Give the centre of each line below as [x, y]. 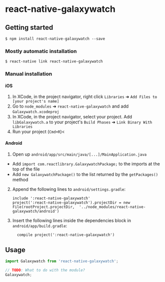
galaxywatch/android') [36, 211]
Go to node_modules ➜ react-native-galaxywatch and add [70, 106]
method [20, 179]
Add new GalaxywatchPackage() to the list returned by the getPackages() [85, 174]
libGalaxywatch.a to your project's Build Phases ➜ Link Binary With [82, 122]
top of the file [26, 169]
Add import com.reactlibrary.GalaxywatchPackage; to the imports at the [86, 164]
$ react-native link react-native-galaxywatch [54, 61]
